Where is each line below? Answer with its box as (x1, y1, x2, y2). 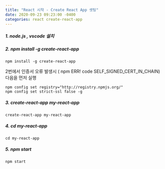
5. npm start (5, 146, 32, 152)
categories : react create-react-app (5, 17, 82, 22)
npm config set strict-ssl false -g (5, 89, 82, 94)
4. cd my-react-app (5, 123, 48, 129)
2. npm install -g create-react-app (5, 46, 79, 52)
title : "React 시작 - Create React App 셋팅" (5, 7, 99, 13)
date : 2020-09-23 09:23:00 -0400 (5, 12, 76, 17)
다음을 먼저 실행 (5, 74, 37, 81)
